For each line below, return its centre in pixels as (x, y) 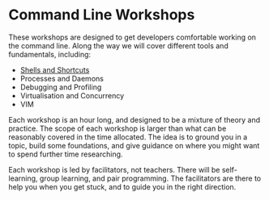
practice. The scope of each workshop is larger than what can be (117, 128)
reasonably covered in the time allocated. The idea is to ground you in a (128, 137)
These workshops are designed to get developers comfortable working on (132, 37)
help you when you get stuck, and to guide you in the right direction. (122, 186)
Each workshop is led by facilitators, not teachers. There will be (114, 169)
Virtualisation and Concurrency (72, 95)
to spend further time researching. (66, 154)
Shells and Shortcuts (55, 69)
